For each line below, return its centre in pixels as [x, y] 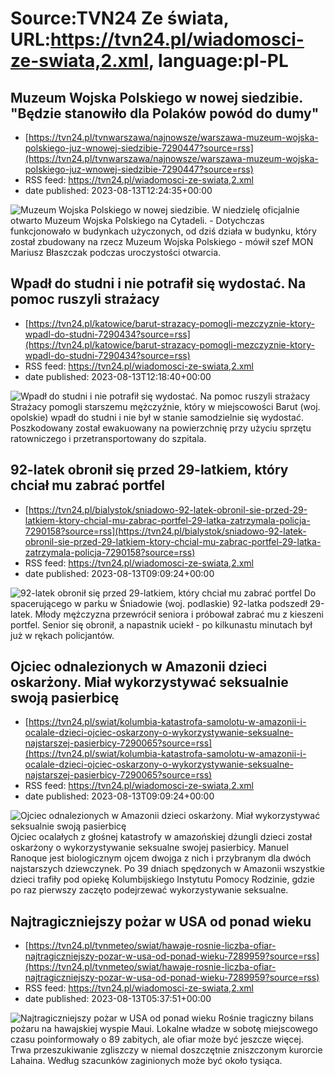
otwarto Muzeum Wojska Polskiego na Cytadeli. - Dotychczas [137, 220]
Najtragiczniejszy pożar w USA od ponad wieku [161, 921]
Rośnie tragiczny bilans [266, 1018]
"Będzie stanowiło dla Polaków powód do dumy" [165, 113]
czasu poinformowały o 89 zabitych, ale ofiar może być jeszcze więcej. [157, 1039]
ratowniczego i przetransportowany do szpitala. [108, 438]
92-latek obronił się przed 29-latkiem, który [149, 470]
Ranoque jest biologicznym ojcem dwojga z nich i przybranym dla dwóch [161, 858]
